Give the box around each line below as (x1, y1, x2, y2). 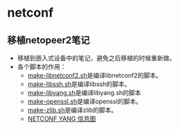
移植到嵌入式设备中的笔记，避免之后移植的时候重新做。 (17, 54, 176, 62)
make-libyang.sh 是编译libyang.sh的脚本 (27, 89, 142, 96)
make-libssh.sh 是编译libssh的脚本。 (27, 80, 131, 88)
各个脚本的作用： (17, 62, 67, 71)
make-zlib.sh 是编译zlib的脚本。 (27, 106, 118, 114)
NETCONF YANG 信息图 (27, 114, 96, 123)
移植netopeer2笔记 (7, 34, 90, 46)
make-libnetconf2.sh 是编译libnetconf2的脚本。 (27, 71, 162, 79)
